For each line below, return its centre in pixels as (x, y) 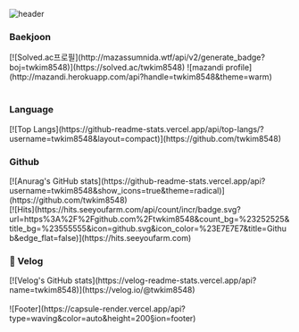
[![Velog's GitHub (41, 280)
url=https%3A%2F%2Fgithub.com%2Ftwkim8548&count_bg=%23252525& (149, 219)
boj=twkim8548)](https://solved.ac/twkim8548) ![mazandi (116, 68)
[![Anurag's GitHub (44, 181)
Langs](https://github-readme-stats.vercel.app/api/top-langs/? (149, 129)
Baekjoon (30, 37)
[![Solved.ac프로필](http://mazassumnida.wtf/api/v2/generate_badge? (137, 57)
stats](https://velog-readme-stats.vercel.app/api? (166, 280)
